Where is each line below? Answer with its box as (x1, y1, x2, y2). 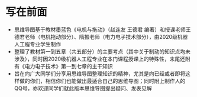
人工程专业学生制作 (14, 41, 62, 48)
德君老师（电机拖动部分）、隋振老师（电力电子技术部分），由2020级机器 (14, 33, 188, 40)
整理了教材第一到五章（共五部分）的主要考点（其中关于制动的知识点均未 (14, 48, 190, 55)
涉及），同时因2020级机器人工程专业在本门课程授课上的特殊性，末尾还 (14, 55, 186, 62)
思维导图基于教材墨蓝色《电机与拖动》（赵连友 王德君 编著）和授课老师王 (14, 26, 191, 33)
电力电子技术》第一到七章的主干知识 (24, 62, 113, 69)
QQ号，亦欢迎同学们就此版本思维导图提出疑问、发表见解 (14, 85, 152, 92)
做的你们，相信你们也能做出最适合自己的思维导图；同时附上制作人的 (19, 77, 186, 84)
